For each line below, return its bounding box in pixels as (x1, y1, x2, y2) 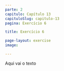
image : (5, 43, 18, 48)
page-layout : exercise (5, 38, 51, 43)
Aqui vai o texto (5, 60, 36, 66)
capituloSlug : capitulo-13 (5, 16, 60, 21)
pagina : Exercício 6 (5, 20, 47, 26)
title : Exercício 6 (5, 30, 45, 35)
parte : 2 (5, 7, 23, 12)
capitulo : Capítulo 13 (5, 12, 51, 17)
